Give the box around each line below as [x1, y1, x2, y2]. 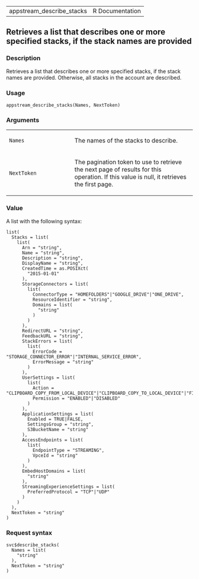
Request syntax [6, 529, 52, 537]
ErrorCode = [32, 349, 62, 355]
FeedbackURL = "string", [21, 333, 84, 339]
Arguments [6, 116, 40, 124]
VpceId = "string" [32, 453, 78, 458]
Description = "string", [21, 255, 84, 261]
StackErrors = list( [21, 338, 73, 344]
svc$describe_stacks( [6, 542, 60, 548]
